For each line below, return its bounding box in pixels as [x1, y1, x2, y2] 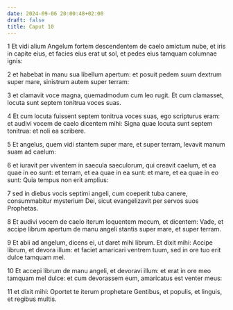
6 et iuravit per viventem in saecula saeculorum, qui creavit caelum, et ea [7, 161, 216, 170]
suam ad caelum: [7, 147, 57, 156]
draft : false [7, 17, 45, 24]
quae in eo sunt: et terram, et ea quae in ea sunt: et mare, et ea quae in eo [7, 168, 219, 177]
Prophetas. [7, 204, 39, 213]
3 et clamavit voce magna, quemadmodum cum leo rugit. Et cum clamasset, [7, 91, 224, 99]
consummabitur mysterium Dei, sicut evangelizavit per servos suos [7, 197, 199, 205]
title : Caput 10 [7, 23, 54, 30]
